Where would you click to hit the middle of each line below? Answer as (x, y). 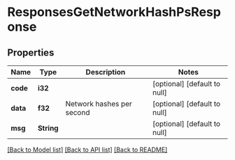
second (78, 112)
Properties (31, 53)
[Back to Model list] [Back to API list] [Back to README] (87, 150)
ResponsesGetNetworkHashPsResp (114, 12)
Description (106, 72)
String (48, 128)
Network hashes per (99, 104)
